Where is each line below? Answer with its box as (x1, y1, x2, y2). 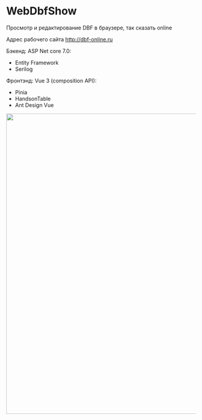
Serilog (14, 65, 33, 73)
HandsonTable (14, 95, 51, 102)
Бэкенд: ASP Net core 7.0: (6, 47, 72, 55)
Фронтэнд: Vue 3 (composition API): (6, 77, 97, 84)
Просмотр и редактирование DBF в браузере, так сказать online (6, 24, 173, 31)
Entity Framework (14, 59, 59, 66)
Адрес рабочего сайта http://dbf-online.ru (6, 35, 113, 43)
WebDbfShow (6, 4, 77, 18)
